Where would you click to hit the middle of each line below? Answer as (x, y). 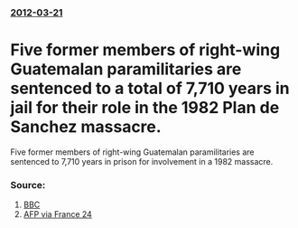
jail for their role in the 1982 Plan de (145, 108)
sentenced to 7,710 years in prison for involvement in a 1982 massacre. (142, 161)
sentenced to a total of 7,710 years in (150, 89)
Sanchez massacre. (86, 127)
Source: (28, 185)
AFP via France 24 (58, 214)
